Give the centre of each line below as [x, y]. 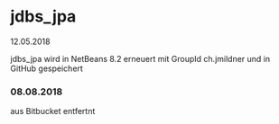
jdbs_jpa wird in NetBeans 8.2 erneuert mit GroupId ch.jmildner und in [140, 58]
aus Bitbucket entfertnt [53, 111]
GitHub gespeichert [47, 68]
